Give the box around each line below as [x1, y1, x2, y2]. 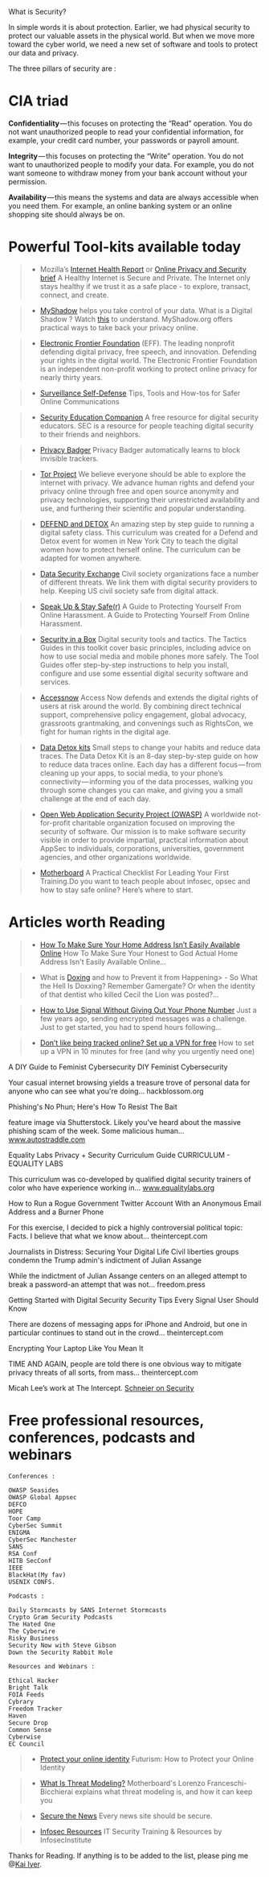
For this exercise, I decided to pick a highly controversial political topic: [8, 1222, 243, 1232]
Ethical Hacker [8, 1676, 59, 1685]
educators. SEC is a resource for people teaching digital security [39, 420, 255, 430]
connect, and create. [39, 290, 109, 300]
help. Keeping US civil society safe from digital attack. [39, 585, 219, 595]
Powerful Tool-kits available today [8, 238, 242, 256]
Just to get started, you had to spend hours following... [39, 1022, 222, 1032]
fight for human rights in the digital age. [39, 726, 171, 736]
